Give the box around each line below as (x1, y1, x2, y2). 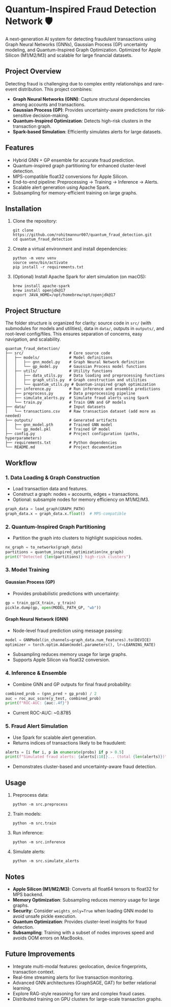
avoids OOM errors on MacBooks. (12, 935, 84, 941)
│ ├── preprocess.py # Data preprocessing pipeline (5, 391, 136, 396)
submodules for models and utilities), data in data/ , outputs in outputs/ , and (5, 325, 164, 332)
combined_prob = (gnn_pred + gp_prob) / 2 (5, 691, 97, 696)
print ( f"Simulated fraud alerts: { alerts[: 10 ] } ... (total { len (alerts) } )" (5, 754, 167, 759)
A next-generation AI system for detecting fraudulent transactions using (5, 36, 156, 42)
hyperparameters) (5, 436, 42, 441)
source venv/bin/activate (12, 260, 68, 266)
